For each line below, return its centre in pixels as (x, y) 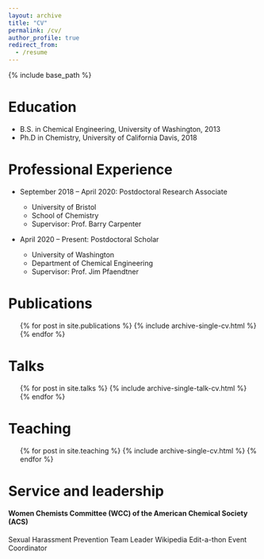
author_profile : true (44, 38)
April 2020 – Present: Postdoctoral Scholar (89, 239)
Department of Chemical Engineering (92, 263)
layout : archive (35, 15)
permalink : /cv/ (35, 30)
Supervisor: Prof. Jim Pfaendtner (85, 272)
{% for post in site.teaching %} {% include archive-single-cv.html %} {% (138, 450)
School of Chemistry (65, 215)
